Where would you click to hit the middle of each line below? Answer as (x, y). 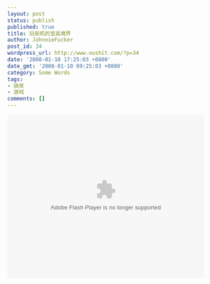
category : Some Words (39, 72)
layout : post (26, 14)
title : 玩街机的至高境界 (39, 33)
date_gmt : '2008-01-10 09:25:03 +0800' (65, 66)
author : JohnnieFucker (40, 40)
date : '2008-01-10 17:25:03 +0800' (59, 60)
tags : (15, 79)
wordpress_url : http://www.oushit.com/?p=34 (73, 53)
